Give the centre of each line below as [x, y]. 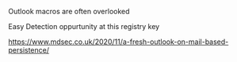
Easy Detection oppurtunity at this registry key [84, 26]
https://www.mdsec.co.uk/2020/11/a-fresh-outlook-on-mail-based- [118, 42]
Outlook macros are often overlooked [69, 11]
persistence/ [29, 50]
